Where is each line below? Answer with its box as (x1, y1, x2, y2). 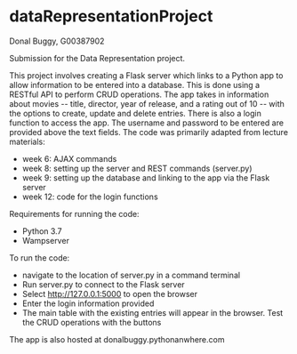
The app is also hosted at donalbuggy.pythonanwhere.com (9, 334, 225, 344)
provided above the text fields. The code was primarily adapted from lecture (9, 126, 289, 137)
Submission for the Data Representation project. (9, 52, 185, 63)
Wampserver (21, 235, 69, 245)
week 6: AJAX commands (21, 153, 117, 164)
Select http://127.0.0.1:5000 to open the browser (21, 288, 198, 299)
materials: (9, 136, 46, 147)
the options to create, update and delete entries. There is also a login (9, 108, 262, 118)
